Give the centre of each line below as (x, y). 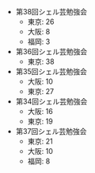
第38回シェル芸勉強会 (51, 12)
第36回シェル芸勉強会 (51, 51)
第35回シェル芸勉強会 (51, 71)
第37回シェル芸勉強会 (51, 131)
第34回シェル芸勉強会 (51, 101)
